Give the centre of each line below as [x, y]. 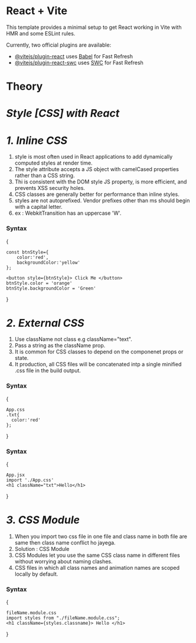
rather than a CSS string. [45, 176]
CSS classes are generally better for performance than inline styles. [97, 194]
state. [22, 358]
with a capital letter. [39, 207]
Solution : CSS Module [42, 549]
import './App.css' [30, 480]
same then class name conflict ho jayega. [65, 543]
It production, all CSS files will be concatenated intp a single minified [98, 365]
